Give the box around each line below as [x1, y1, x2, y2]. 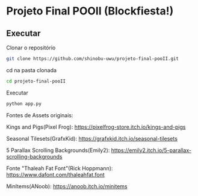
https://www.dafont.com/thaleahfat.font [6, 171, 105, 178]
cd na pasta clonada [6, 66, 57, 73]
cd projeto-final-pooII [6, 78, 66, 84]
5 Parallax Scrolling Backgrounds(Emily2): [6, 146, 110, 154]
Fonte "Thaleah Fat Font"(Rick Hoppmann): [6, 164, 113, 172]
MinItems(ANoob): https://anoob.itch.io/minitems [6, 182, 128, 190]
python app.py [6, 100, 42, 106]
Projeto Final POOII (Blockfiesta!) [6, 4, 174, 18]
